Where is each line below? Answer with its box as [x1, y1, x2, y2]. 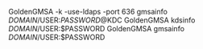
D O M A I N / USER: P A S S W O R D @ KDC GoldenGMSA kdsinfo [8, 15, 196, 25]
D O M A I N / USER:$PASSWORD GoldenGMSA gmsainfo [8, 24, 185, 33]
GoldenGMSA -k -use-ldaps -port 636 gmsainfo [8, 7, 168, 16]
